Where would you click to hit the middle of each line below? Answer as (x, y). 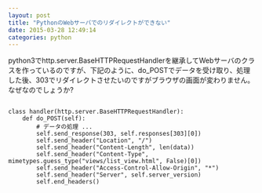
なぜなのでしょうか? (41, 90)
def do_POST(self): (54, 118)
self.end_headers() (68, 182)
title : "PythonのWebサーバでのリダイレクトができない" (89, 23)
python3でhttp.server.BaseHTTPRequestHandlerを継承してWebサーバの (125, 60)
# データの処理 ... (64, 127)
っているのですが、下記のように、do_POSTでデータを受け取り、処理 (140, 71)
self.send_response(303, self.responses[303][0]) (119, 134)
